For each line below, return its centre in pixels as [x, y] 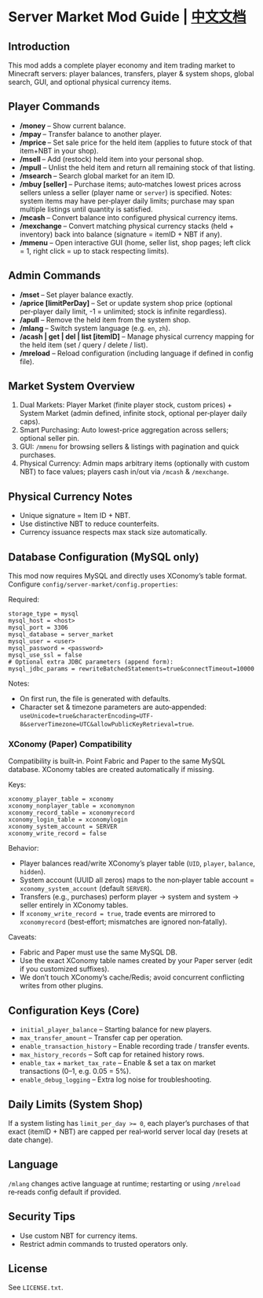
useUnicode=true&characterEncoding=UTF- [86, 716]
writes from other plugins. [61, 986]
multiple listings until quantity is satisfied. [86, 209]
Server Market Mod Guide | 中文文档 [127, 17]
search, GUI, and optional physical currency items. [89, 82]
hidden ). [32, 872]
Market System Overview [71, 386]
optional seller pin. [49, 439]
